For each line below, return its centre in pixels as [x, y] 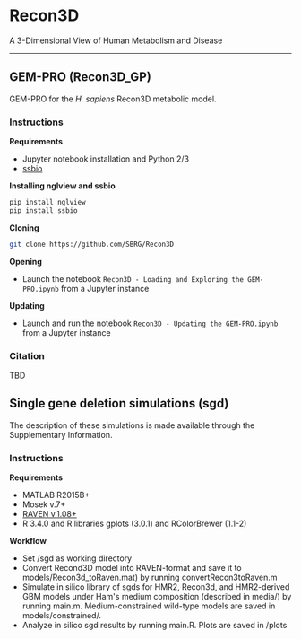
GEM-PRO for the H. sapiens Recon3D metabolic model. [113, 99]
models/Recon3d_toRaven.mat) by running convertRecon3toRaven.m [150, 578]
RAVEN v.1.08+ [50, 514]
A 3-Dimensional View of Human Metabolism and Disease [116, 40]
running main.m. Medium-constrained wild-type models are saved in [149, 606]
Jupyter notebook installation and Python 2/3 [106, 159]
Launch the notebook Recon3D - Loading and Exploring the [133, 278]
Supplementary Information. [61, 434]
